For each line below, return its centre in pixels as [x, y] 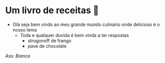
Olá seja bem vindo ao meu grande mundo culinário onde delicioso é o [86, 24]
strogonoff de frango [50, 41]
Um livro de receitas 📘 [52, 10]
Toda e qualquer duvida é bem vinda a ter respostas [74, 35]
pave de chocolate [47, 46]
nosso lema [25, 29]
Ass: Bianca [18, 56]
